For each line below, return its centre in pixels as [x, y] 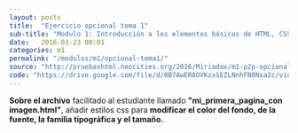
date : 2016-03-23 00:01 [57, 42]
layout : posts [35, 17]
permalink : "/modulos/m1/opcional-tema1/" [89, 59]
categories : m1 [37, 51]
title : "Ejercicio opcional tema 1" [79, 26]
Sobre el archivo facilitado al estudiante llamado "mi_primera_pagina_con [146, 100]
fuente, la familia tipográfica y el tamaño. [86, 119]
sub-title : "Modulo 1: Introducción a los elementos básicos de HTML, [142, 34]
